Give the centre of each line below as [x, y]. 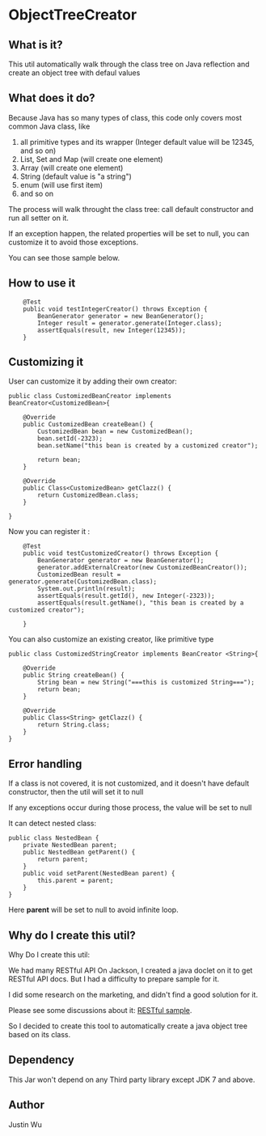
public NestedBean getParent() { [79, 852]
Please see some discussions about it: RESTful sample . [100, 1011]
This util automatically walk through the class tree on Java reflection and [129, 64]
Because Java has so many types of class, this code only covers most [125, 117]
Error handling [45, 763]
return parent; [63, 859]
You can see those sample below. [64, 257]
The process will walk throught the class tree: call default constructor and [131, 209]
